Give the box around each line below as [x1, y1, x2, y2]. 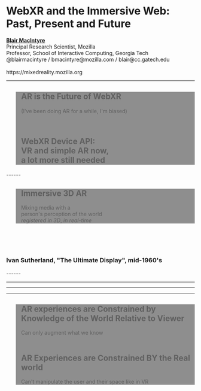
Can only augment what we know [20, 329, 103, 337]
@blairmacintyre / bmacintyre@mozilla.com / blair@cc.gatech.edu [6, 56, 170, 63]
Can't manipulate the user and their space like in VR [20, 378, 149, 386]
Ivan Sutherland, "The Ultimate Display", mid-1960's [6, 256, 163, 265]
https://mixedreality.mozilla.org [6, 68, 83, 75]
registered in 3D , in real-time [20, 217, 92, 224]
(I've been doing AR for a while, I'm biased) [20, 107, 127, 114]
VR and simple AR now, [20, 146, 109, 156]
